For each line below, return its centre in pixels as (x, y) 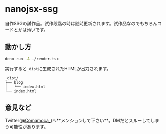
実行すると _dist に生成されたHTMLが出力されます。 (58, 68)
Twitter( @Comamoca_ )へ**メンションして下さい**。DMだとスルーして (78, 121)
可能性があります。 (29, 127)
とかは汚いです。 (31, 30)
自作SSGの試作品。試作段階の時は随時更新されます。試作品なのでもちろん (81, 23)
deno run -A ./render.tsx (32, 59)
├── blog (14, 82)
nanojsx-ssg (32, 9)
